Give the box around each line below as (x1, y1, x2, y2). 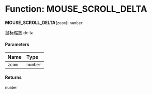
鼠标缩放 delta (5, 29, 34, 35)
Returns (5, 74, 22, 80)
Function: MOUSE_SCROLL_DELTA (5, 3, 148, 15)
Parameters (5, 41, 29, 47)
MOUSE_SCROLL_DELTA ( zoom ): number (5, 20, 83, 25)
